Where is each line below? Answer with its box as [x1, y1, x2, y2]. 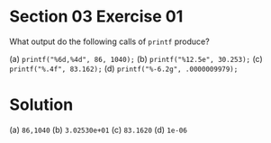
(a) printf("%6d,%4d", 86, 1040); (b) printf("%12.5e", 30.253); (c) [9, 53, 263, 64]
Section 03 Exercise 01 [9, 6, 184, 27]
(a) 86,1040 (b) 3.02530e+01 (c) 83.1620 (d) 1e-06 [9, 124, 187, 135]
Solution [9, 94, 74, 115]
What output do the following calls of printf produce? [9, 36, 210, 47]
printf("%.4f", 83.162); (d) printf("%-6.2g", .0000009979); [9, 63, 239, 74]
